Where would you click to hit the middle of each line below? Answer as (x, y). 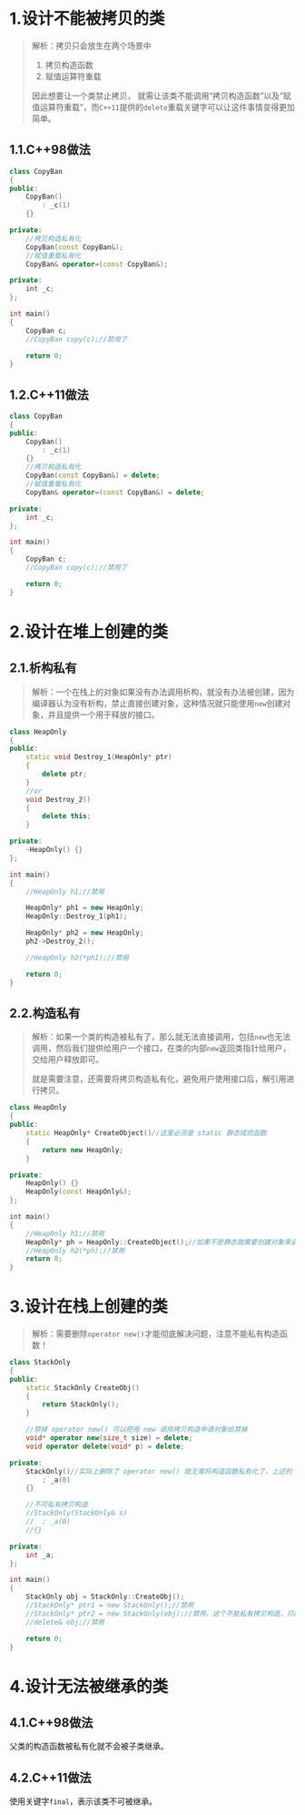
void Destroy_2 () (59, 799)
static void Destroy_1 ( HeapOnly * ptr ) (99, 757)
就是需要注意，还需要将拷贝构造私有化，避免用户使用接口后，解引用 (159, 1079)
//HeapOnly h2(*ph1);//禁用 (77, 958)
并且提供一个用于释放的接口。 (103, 715)
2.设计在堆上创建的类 (89, 631)
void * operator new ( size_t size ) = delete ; (109, 1438)
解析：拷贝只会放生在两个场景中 (91, 46)
